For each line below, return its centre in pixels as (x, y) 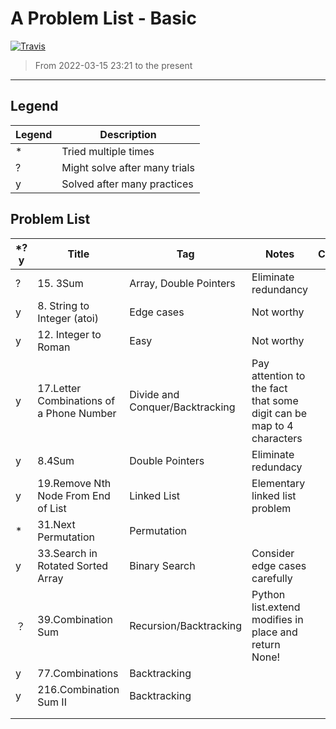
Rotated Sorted (73, 565)
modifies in (277, 619)
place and (274, 632)
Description (128, 134)
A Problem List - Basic (103, 18)
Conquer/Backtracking (182, 407)
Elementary (278, 483)
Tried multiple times (108, 151)
